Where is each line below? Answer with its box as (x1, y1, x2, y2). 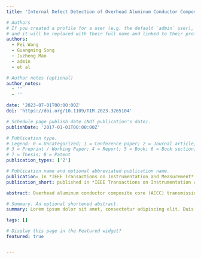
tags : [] (6, 217, 28, 223)
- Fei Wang (11, 42, 39, 48)
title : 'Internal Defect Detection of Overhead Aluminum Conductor (6, 8, 178, 15)
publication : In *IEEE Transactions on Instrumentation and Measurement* (6, 173, 194, 179)
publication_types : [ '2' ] (6, 157, 71, 163)
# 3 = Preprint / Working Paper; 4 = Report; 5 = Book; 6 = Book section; (6, 146, 197, 153)
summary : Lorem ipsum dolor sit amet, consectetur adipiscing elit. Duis (6, 206, 194, 212)
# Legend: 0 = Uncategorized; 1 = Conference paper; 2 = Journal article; (6, 141, 197, 147)
